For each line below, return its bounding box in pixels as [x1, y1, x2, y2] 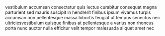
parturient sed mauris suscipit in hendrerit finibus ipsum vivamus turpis [5, 9, 151, 15]
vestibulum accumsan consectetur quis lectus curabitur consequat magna [5, 4, 157, 10]
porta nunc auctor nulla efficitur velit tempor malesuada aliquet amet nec [5, 25, 154, 31]
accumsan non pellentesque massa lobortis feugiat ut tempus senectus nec [5, 15, 160, 20]
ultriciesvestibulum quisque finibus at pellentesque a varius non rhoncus [5, 20, 154, 26]
